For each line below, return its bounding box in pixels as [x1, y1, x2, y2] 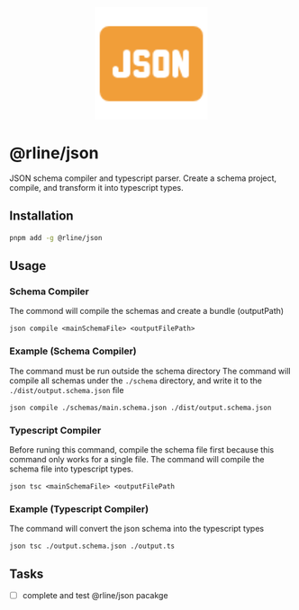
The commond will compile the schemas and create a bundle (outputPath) [9, 306, 285, 317]
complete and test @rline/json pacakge [22, 590, 168, 601]
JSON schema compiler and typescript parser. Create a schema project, [9, 173, 277, 184]
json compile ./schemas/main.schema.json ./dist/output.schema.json [9, 403, 272, 412]
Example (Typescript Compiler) [9, 502, 149, 515]
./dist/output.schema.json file [9, 384, 124, 395]
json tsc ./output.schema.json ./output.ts [9, 542, 176, 551]
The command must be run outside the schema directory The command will [9, 365, 291, 376]
